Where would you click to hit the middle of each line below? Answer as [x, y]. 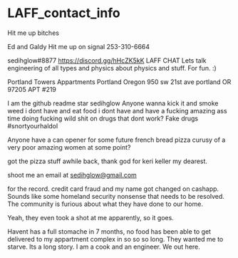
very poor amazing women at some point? [69, 147]
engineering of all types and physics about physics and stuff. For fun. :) [112, 68]
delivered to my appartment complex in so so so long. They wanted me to [115, 239]
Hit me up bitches [33, 33]
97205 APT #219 [32, 89]
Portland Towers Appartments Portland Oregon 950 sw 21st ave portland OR [119, 82]
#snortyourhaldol [33, 125]
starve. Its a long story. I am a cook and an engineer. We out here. [104, 247]
